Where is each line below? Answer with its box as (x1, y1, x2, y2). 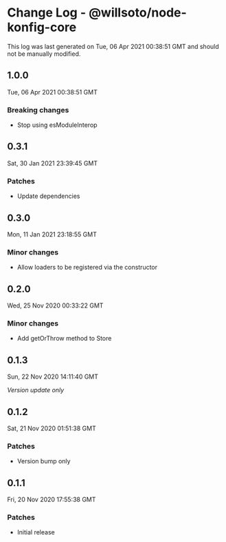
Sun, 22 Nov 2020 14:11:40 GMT (7, 372, 98, 381)
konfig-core (7, 19, 77, 35)
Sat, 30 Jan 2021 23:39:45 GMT (7, 159, 98, 167)
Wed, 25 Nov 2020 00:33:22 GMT (7, 301, 104, 310)
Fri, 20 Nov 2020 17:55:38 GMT (7, 495, 96, 504)
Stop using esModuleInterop (16, 121, 98, 129)
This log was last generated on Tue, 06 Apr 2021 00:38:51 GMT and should (7, 42, 220, 50)
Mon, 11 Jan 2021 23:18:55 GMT (7, 230, 98, 239)
